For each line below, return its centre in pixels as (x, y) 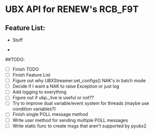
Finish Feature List (31, 75)
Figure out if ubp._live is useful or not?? (53, 98)
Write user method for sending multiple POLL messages (70, 120)
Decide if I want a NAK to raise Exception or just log (66, 86)
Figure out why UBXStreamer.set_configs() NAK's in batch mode (79, 81)
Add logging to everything (39, 92)
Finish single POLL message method (50, 114)
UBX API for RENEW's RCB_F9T (72, 9)
